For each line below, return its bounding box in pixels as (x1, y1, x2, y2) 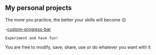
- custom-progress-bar (5, 26, 51, 32)
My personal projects (5, 4, 72, 12)
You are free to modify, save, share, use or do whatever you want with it (5, 44, 151, 50)
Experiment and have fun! (5, 36, 58, 40)
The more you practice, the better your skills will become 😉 (5, 17, 126, 22)
